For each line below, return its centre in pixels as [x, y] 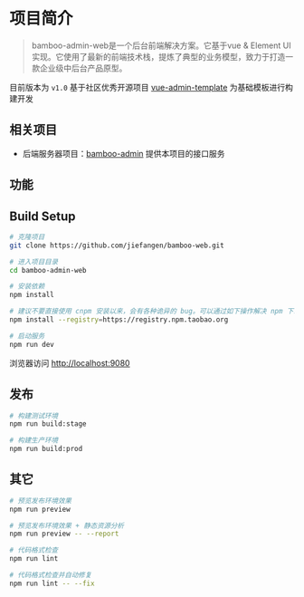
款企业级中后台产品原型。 [79, 68]
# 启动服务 [27, 336]
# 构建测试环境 [34, 416]
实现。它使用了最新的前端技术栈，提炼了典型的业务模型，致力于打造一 [162, 56]
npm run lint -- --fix [52, 583]
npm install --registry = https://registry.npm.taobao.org [119, 320]
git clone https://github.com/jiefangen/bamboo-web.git [117, 246]
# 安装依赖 [27, 286]
